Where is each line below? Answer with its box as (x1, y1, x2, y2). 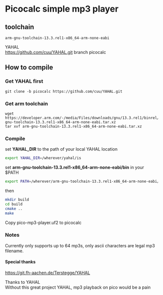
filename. (5, 248, 24, 254)
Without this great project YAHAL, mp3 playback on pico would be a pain (5, 284, 151, 290)
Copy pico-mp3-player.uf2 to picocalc (5, 220, 81, 226)
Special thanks (5, 259, 36, 265)
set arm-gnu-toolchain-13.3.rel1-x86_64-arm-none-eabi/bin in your (5, 164, 145, 171)
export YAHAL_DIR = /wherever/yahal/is (5, 156, 81, 161)
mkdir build (5, 197, 29, 202)
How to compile (5, 63, 53, 71)
